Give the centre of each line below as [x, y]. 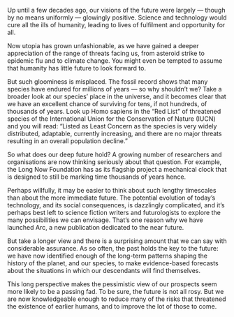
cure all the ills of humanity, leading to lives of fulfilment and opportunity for [116, 25]
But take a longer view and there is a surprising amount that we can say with [117, 241]
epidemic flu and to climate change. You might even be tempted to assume [115, 61]
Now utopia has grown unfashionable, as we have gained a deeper [103, 46]
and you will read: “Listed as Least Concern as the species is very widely [112, 126]
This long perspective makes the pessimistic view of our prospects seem [112, 284]
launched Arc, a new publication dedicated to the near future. [96, 227]
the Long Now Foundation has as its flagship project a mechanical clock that [117, 169]
